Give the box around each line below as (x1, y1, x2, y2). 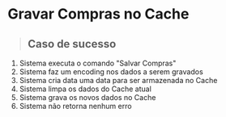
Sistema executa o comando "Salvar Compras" (19, 58, 177, 68)
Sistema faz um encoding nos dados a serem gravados (19, 67, 203, 77)
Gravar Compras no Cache (7, 5, 190, 23)
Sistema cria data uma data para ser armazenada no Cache (19, 76, 218, 85)
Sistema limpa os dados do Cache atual (19, 84, 151, 94)
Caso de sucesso (27, 37, 117, 51)
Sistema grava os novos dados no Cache (19, 93, 156, 102)
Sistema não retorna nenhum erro (19, 102, 132, 111)
